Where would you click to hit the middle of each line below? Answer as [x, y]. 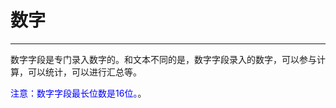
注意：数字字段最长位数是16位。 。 [78, 93]
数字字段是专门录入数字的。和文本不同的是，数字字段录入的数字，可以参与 [163, 59]
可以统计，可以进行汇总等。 [84, 72]
